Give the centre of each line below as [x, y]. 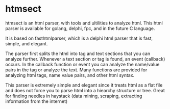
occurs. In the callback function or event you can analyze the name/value [82, 64]
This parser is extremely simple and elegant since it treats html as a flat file [84, 85]
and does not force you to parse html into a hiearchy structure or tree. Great [85, 90]
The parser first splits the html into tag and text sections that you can [78, 53]
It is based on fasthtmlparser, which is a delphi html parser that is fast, [79, 38]
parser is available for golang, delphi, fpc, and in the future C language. [80, 28]
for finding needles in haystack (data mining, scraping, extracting [74, 96]
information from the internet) [37, 101]
